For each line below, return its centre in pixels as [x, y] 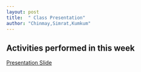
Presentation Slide [29, 63]
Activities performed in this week [70, 48]
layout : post [23, 12]
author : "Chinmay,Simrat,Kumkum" [49, 23]
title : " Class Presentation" [46, 18]
